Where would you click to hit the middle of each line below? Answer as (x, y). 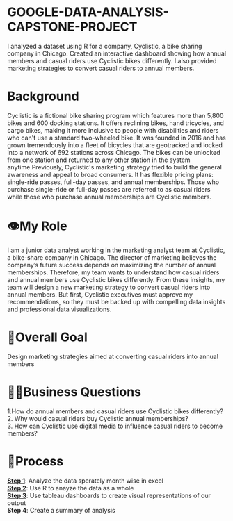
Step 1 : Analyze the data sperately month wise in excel (85, 481)
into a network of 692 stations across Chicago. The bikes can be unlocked (114, 152)
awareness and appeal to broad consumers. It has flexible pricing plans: (110, 174)
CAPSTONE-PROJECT (72, 27)
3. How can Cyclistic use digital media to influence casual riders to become (115, 426)
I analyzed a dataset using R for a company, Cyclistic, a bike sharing (105, 46)
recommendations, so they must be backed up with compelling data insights (116, 301)
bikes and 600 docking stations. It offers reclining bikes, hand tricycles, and (116, 123)
